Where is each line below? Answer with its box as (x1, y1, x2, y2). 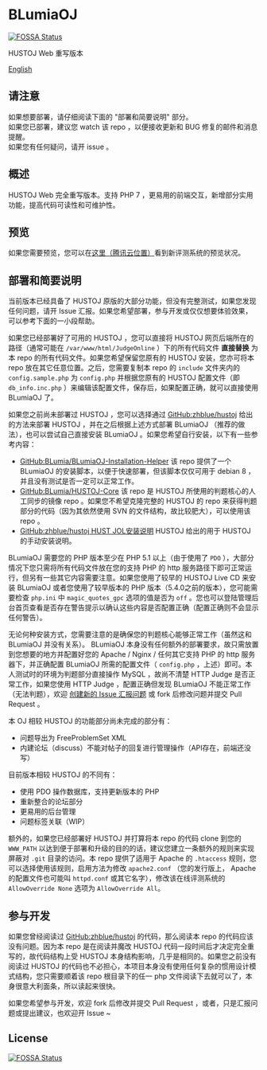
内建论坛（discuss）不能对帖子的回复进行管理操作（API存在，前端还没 (19, 743, 252, 753)
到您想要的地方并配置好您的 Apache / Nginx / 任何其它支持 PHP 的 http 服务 (8, 650, 256, 659)
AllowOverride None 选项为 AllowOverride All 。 (8, 884, 165, 893)
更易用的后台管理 (19, 806, 76, 817)
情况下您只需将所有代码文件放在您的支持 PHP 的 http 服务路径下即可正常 (8, 563, 246, 572)
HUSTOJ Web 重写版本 (8, 48, 83, 57)
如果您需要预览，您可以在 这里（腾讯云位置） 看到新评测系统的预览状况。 (8, 248, 245, 258)
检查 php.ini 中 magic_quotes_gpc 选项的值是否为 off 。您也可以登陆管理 (14, 593, 252, 603)
